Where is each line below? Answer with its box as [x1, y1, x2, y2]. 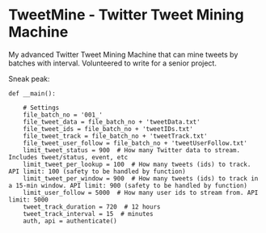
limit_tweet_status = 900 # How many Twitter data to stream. [23, 146, 241, 155]
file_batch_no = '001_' [23, 111, 103, 119]
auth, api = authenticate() [23, 217, 117, 225]
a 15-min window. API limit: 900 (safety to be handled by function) [8, 181, 248, 189]
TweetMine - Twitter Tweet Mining [8, 6, 244, 24]
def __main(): [8, 89, 57, 98]
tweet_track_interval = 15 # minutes [23, 210, 154, 218]
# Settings [23, 104, 60, 112]
